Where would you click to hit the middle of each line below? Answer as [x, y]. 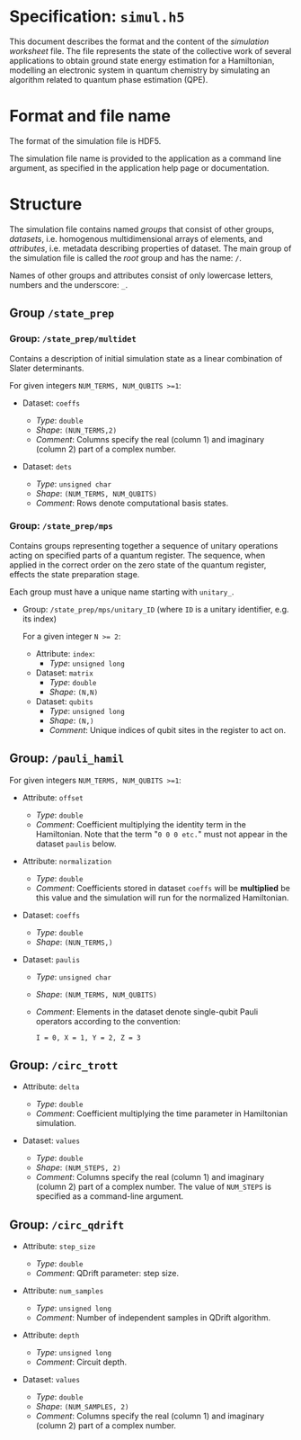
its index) [39, 619]
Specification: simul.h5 [97, 17]
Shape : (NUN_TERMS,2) [76, 430]
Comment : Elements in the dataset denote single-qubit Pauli [147, 1011]
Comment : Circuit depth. [81, 1362]
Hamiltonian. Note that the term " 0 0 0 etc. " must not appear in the [161, 834]
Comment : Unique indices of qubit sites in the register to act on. [167, 729]
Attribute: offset [53, 797]
